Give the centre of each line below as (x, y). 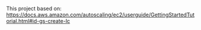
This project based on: (34, 9)
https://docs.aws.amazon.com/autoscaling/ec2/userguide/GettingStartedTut (100, 15)
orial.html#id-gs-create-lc (38, 21)
